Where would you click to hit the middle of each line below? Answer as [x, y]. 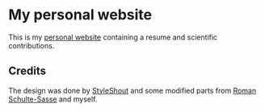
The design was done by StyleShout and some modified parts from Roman [132, 90]
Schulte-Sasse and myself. [53, 99]
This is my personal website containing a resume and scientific [113, 37]
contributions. [32, 45]
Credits [27, 71]
